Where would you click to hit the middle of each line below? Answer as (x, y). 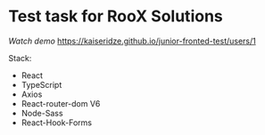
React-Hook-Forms (57, 123)
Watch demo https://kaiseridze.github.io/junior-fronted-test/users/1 (132, 41)
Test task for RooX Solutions (116, 16)
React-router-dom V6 (61, 103)
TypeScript (41, 84)
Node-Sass (42, 113)
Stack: (20, 58)
